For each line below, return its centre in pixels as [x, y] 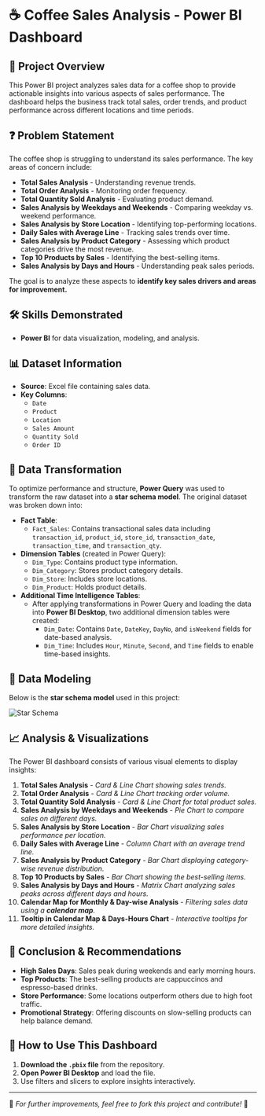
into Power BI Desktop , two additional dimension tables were [131, 612]
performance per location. [63, 835]
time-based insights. [77, 654]
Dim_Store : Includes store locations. [90, 579]
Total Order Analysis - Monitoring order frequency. [104, 190]
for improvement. [38, 289]
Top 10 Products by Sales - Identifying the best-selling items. [120, 257]
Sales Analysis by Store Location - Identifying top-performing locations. [138, 224]
